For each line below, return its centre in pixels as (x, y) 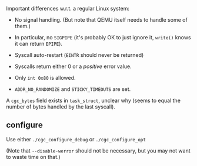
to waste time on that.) (33, 157)
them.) (23, 26)
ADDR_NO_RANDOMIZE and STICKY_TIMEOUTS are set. (73, 89)
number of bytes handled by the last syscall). (61, 107)
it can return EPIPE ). (39, 44)
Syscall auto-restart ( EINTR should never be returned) (79, 55)
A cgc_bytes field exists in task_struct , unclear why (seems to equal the (94, 100)
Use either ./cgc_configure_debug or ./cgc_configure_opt (76, 139)
